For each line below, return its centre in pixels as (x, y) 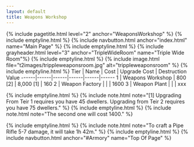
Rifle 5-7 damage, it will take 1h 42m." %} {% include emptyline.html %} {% (97, 131)
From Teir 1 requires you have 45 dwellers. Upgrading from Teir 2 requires (96, 101)
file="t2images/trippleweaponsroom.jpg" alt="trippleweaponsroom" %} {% (97, 65)
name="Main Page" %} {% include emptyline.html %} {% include (85, 46)
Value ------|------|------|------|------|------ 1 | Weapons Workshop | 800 (96, 78)
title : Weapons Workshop (36, 17)
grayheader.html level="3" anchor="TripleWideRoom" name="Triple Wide (95, 52)
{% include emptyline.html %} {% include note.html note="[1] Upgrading (94, 95)
